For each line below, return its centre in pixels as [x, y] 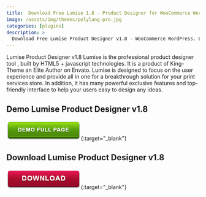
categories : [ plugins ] [35, 26]
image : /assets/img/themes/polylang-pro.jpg [64, 19]
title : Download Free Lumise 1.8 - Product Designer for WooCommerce [98, 13]
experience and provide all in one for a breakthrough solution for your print [101, 77]
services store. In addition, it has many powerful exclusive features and [96, 83]
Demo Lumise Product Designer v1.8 [77, 109]
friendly [16, 90]
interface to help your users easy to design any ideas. [95, 90]
